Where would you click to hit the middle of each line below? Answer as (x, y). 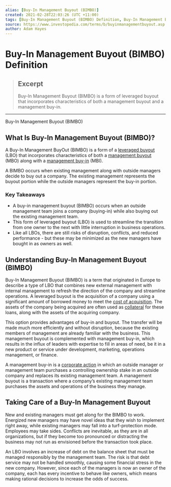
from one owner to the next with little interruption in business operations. (89, 227)
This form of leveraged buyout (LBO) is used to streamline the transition (88, 222)
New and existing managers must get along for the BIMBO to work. (75, 415)
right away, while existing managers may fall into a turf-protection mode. (81, 425)
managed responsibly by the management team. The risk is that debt (78, 457)
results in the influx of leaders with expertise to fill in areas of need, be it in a (85, 344)
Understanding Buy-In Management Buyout (76, 260)
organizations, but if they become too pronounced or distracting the (76, 436)
